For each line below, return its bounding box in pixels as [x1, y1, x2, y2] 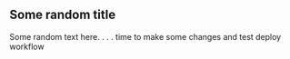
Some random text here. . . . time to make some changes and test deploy [9, 31, 282, 42]
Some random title [9, 7, 116, 23]
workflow [9, 41, 45, 52]
